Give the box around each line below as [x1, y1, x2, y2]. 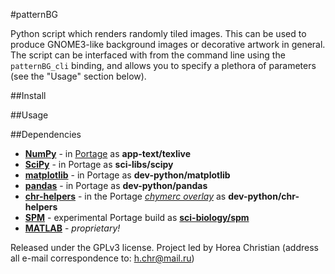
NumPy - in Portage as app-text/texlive [24, 148, 192, 159]
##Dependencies [10, 129, 82, 140]
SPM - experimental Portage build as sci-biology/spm [24, 212, 250, 223]
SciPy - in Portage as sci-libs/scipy [24, 159, 174, 170]
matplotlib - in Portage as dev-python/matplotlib [24, 169, 231, 181]
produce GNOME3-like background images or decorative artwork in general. [10, 39, 326, 50]
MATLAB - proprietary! [24, 222, 121, 234]
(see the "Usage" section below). [10, 70, 147, 82]
